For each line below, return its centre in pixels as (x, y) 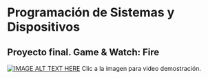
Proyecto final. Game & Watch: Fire (83, 52)
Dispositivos (44, 27)
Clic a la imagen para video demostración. (142, 68)
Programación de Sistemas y (91, 13)
